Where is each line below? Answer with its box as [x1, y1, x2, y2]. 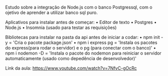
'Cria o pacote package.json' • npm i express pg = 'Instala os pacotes [13, 39, 157, 45]
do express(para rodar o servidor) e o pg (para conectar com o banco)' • [5, 45, 156, 50]
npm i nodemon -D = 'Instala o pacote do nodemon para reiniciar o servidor [5, 50, 161, 56]
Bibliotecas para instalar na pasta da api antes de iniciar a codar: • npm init [5, 34, 160, 40]
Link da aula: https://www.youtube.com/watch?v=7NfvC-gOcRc [5, 65, 137, 71]
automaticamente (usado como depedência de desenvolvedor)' [5, 55, 137, 61]
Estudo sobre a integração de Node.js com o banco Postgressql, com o [5, 4, 152, 10]
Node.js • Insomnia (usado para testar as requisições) [5, 24, 117, 30]
